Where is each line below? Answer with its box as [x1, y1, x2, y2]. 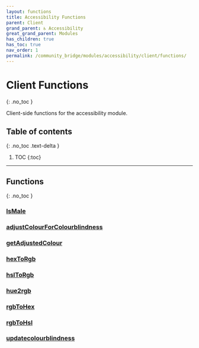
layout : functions [6, 8, 52, 15]
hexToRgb [6, 254, 36, 263]
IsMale [6, 207, 26, 215]
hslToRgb [6, 270, 34, 279]
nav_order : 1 [6, 47, 38, 53]
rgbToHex [6, 302, 35, 311]
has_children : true [6, 36, 54, 42]
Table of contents [6, 126, 72, 136]
